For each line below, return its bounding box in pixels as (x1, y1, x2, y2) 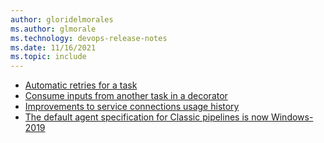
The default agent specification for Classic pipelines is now (24, 111, 270, 123)
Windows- (270, 111, 314, 123)
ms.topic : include (10, 52, 87, 62)
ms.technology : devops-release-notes (10, 33, 168, 43)
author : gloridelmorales (10, 14, 114, 25)
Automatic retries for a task (24, 79, 138, 91)
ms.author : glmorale (10, 24, 97, 34)
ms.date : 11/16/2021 (10, 42, 97, 53)
